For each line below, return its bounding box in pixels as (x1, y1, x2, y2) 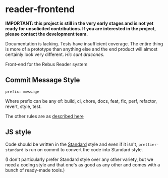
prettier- (138, 142, 159, 147)
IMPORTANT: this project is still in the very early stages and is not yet (5, 20, 154, 26)
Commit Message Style (5, 76, 80, 84)
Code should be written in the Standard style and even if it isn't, (5, 141, 138, 147)
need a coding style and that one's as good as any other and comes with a (5, 161, 160, 167)
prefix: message (5, 89, 39, 94)
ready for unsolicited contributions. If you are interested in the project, (5, 25, 156, 31)
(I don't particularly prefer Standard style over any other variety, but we (5, 156, 154, 162)
